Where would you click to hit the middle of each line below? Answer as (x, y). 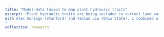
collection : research (27, 27)
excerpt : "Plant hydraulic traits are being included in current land (78, 14)
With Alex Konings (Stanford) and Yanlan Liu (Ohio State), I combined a (82, 18)
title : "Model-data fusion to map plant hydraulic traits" (66, 9)
